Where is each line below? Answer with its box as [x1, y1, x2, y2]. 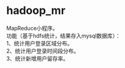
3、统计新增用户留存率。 [6, 55, 69, 62]
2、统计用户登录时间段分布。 [6, 47, 79, 55]
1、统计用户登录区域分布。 [6, 39, 73, 47]
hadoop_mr [6, 4, 66, 18]
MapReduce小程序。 [6, 24, 59, 32]
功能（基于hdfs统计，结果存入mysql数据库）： [6, 32, 121, 39]
